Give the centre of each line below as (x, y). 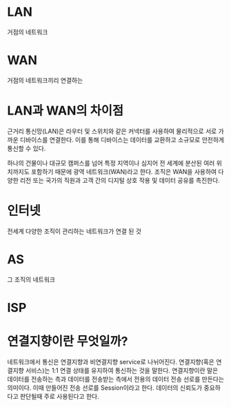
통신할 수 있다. (27, 148)
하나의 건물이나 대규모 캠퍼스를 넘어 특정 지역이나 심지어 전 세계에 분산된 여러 (111, 163)
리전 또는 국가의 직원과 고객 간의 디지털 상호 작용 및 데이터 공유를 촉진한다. (120, 180)
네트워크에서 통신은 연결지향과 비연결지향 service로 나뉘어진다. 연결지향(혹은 (111, 361)
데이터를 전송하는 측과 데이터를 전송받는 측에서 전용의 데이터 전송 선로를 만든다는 (116, 379)
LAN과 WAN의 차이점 (66, 111)
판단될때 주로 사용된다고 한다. (59, 396)
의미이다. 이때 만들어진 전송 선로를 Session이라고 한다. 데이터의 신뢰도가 (105, 388)
